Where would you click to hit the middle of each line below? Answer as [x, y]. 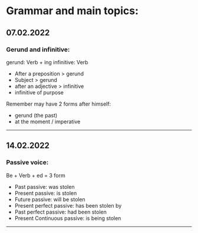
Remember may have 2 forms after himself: [59, 104]
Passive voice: [27, 162]
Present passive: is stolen [46, 193]
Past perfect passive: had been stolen [61, 212]
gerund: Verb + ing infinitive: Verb [47, 62]
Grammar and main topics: [72, 11]
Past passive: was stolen [44, 186]
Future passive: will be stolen [50, 199]
